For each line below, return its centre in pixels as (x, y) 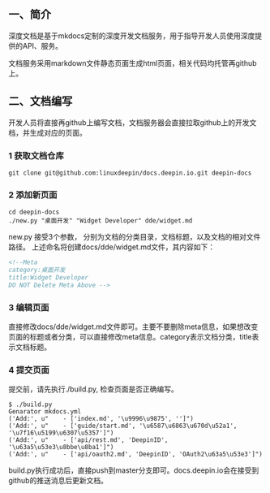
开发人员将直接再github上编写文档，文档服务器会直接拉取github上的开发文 (133, 122)
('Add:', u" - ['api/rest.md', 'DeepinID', (88, 440)
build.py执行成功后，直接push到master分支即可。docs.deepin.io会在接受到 (134, 470)
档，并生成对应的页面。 (47, 132)
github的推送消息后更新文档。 (58, 481)
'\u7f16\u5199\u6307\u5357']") (61, 433)
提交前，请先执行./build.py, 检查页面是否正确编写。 (93, 389)
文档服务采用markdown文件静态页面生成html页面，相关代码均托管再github (133, 63)
